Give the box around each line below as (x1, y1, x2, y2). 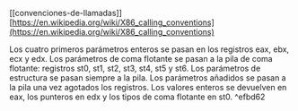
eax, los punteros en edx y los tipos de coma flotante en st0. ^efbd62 (9, 91, 266, 102)
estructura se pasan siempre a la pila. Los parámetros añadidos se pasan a (9, 73, 286, 83)
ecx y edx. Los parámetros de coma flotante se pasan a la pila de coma (9, 54, 273, 64)
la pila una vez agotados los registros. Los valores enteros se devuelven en (9, 82, 287, 92)
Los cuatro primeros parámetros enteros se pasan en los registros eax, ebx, (9, 44, 290, 55)
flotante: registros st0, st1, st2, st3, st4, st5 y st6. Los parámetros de (9, 63, 261, 73)
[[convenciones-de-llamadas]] (9, 8, 123, 18)
